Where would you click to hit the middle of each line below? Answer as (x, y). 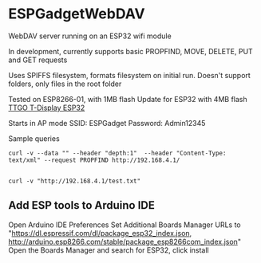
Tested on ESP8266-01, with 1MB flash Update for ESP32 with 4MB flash (128, 99)
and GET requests (38, 60)
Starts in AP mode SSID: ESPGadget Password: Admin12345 (107, 123)
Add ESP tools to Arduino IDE (82, 205)
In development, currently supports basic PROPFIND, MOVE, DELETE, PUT (130, 51)
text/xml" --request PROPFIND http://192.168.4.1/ (94, 160)
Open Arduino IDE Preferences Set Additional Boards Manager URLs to (125, 225)
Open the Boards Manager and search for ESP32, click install (109, 250)
